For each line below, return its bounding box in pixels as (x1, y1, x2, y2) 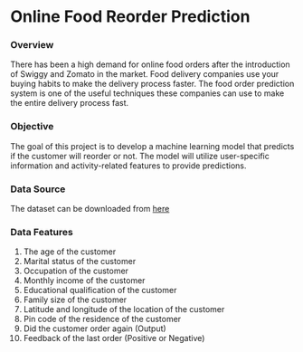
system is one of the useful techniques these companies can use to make (10, 88, 285, 99)
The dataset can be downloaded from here (10, 204, 170, 214)
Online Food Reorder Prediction (10, 6, 251, 27)
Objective (10, 120, 54, 133)
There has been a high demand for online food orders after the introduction (10, 59, 290, 70)
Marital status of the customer (23, 256, 137, 267)
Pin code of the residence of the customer (23, 314, 182, 325)
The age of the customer (23, 246, 117, 257)
